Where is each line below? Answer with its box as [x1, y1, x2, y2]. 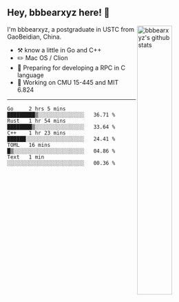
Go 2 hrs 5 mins [7, 105, 67, 112]
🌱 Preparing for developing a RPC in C [17, 63, 126, 72]
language [17, 70, 44, 79]
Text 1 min [7, 153, 45, 161]
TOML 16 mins [7, 141, 51, 148]
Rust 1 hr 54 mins [7, 117, 67, 124]
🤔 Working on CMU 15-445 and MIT [17, 78, 119, 86]
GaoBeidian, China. [7, 32, 62, 41]
